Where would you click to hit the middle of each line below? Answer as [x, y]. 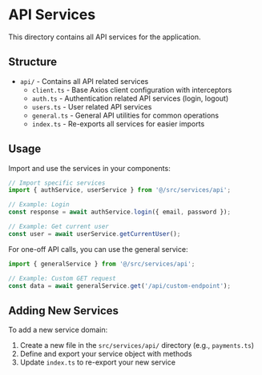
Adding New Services [63, 311]
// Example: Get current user [59, 227]
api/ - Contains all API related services [84, 81]
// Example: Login [39, 205]
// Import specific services [57, 183]
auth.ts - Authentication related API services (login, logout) [130, 98]
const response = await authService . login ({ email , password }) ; [119, 212]
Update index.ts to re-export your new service [98, 362]
